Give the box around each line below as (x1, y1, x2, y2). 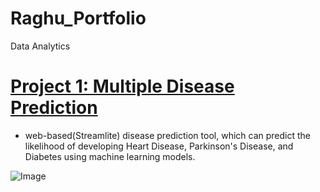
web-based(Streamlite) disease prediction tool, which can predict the (24, 129, 311, 141)
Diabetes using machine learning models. (24, 150, 196, 162)
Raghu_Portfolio (10, 7, 147, 30)
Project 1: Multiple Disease (10, 75, 235, 98)
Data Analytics (10, 40, 71, 52)
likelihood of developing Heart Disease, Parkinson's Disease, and (24, 140, 294, 152)
